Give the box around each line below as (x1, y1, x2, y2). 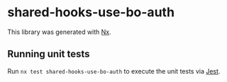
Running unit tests (7, 48, 90, 60)
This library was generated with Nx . (7, 28, 111, 36)
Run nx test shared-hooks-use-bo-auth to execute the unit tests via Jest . (7, 66, 221, 75)
